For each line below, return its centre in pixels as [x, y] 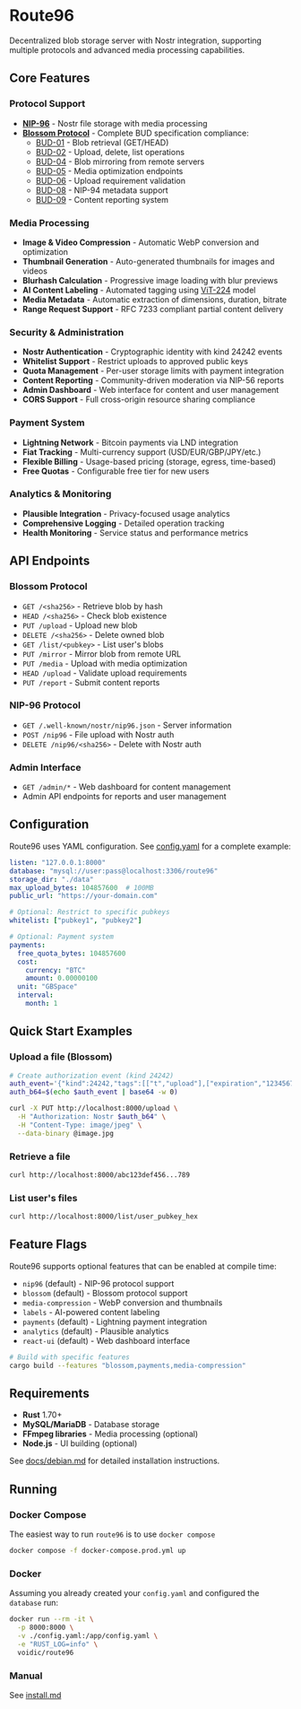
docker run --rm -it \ [52, 1619]
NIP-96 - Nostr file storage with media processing [115, 123]
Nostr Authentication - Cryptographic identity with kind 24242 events [152, 352]
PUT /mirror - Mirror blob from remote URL [102, 654]
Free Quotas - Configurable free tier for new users [116, 471]
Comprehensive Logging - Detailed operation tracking [123, 523]
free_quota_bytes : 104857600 [72, 953]
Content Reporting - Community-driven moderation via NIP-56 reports [153, 380]
